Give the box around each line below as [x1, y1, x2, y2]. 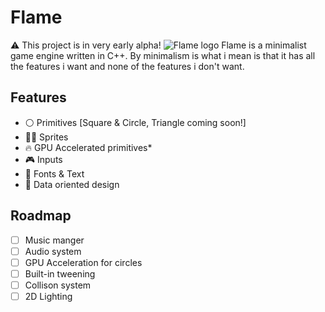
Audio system [24, 245, 82, 257]
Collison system [24, 279, 92, 291]
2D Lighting [24, 290, 73, 302]
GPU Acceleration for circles [24, 256, 143, 268]
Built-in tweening [24, 267, 96, 280]
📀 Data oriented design [24, 178, 120, 190]
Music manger [24, 234, 85, 246]
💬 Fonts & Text [24, 167, 85, 180]
